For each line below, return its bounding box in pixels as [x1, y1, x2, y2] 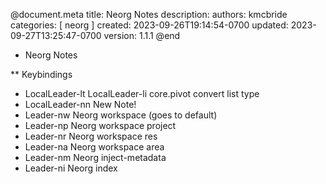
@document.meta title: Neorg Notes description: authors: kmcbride [10, 9, 288, 20]
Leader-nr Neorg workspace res [24, 130, 158, 142]
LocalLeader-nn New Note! [24, 99, 137, 110]
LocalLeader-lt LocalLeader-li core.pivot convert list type [24, 88, 260, 99]
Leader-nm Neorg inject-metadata [24, 152, 167, 163]
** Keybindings [10, 69, 73, 80]
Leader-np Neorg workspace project [24, 120, 177, 131]
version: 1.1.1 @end [103, 30, 181, 41]
